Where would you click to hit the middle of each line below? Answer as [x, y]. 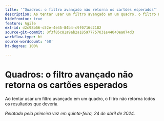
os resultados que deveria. [32, 104]
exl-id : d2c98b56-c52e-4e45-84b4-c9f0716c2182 [53, 28]
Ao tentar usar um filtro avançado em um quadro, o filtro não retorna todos [80, 98]
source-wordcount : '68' [29, 42]
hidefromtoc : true [24, 19]
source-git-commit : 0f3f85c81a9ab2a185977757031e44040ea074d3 [70, 32]
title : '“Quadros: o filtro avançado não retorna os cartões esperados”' [82, 10]
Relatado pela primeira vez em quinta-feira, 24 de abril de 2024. [70, 113]
